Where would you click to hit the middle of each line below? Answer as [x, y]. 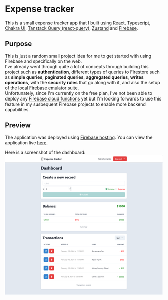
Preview [18, 125]
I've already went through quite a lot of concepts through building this [77, 66]
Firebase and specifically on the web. [44, 61]
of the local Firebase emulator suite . [42, 88]
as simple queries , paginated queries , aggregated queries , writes [74, 77]
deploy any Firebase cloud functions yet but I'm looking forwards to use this [83, 98]
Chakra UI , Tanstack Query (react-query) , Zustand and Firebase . [72, 28]
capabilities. [17, 109]
